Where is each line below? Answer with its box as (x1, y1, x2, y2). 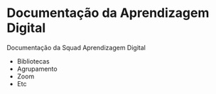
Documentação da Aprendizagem (6, 5, 210, 21)
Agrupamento (16, 64, 58, 73)
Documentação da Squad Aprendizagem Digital (6, 43, 146, 52)
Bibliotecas (16, 57, 50, 65)
